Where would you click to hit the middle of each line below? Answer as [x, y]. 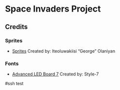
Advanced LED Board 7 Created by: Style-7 [55, 74]
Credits [17, 27]
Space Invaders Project [53, 9]
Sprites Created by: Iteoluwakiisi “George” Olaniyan [64, 51]
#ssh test [14, 84]
